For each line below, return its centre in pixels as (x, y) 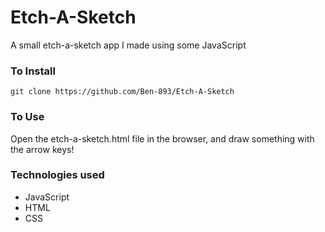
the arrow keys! (42, 149)
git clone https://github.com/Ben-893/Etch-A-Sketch (122, 92)
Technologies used (57, 175)
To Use (27, 117)
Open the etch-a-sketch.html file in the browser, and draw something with (162, 138)
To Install (33, 71)
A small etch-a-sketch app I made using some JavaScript (128, 45)
